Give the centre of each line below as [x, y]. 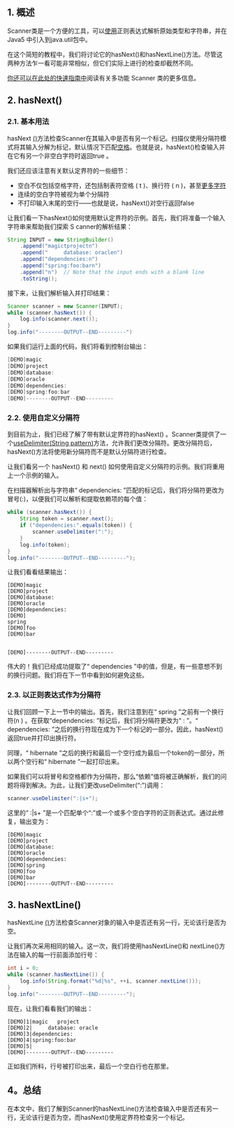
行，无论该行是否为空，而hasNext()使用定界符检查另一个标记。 [98, 1117]
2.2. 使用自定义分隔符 [44, 418]
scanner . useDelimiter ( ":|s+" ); [53, 798]
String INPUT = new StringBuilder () [60, 240]
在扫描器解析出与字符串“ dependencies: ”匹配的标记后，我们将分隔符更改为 [116, 490]
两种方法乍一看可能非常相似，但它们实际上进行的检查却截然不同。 [102, 63]
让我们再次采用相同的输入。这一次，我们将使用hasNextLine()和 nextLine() [113, 946]
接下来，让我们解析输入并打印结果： [59, 293]
